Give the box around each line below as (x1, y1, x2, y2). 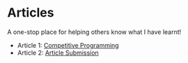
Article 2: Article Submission (17, 48, 99, 57)
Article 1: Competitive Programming (17, 41, 120, 49)
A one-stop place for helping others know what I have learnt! (7, 28, 182, 36)
